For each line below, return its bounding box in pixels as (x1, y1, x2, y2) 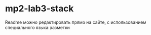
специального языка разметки (5, 24, 70, 30)
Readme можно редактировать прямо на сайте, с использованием (5, 19, 147, 25)
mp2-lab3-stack (5, 3, 74, 14)
